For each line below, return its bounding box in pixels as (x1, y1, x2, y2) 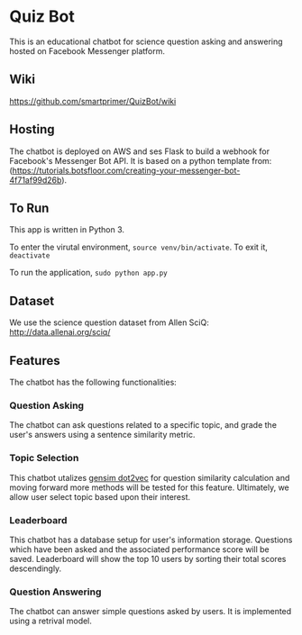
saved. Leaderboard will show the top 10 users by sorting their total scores (9, 553, 287, 564)
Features (9, 353, 60, 368)
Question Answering (9, 585, 102, 598)
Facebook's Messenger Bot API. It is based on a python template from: (9, 155, 272, 166)
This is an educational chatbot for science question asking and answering (9, 36, 283, 47)
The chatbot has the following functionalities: (9, 376, 178, 387)
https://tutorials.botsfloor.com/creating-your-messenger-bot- (12, 165, 241, 176)
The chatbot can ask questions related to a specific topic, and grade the (9, 420, 278, 431)
